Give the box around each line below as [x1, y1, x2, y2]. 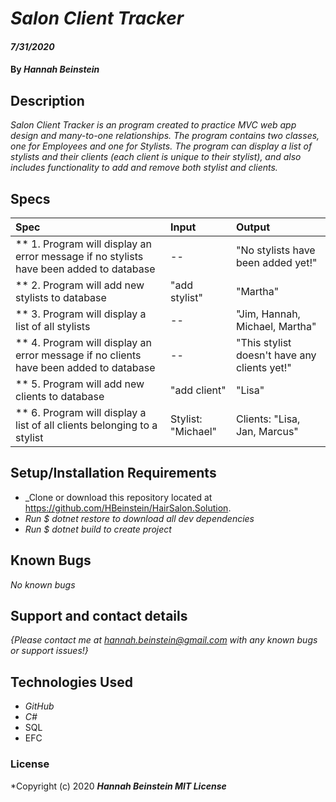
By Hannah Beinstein [10, 63, 100, 76]
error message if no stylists [15, 250, 144, 263]
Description [10, 92, 85, 109]
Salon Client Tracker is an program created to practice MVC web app [10, 119, 297, 131]
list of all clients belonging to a [15, 418, 158, 432]
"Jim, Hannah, [235, 307, 301, 321]
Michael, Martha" [235, 320, 317, 333]
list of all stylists [15, 320, 91, 333]
